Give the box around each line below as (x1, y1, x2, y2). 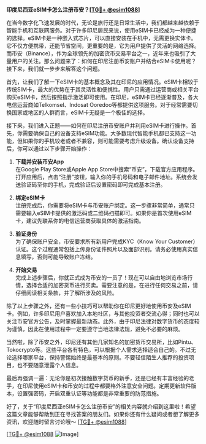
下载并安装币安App (15, 158, 64, 165)
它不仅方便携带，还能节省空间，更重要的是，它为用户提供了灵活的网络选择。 (6, 42, 200, 49)
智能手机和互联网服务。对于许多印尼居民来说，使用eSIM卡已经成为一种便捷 (6, 27, 197, 34)
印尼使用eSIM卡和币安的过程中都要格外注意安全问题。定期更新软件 (22, 382, 191, 389)
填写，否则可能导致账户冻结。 (20, 253, 96, 260)
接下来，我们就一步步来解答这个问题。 (6, 65, 103, 72)
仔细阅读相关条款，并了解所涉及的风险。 (15, 289, 118, 297)
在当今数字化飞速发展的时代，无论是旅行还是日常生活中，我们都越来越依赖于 (6, 19, 200, 26)
